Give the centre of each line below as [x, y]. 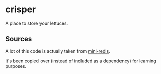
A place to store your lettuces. [37, 23]
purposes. [16, 66]
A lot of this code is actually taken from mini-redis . [58, 51]
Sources [19, 39]
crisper [21, 9]
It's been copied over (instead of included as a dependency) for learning [81, 61]
